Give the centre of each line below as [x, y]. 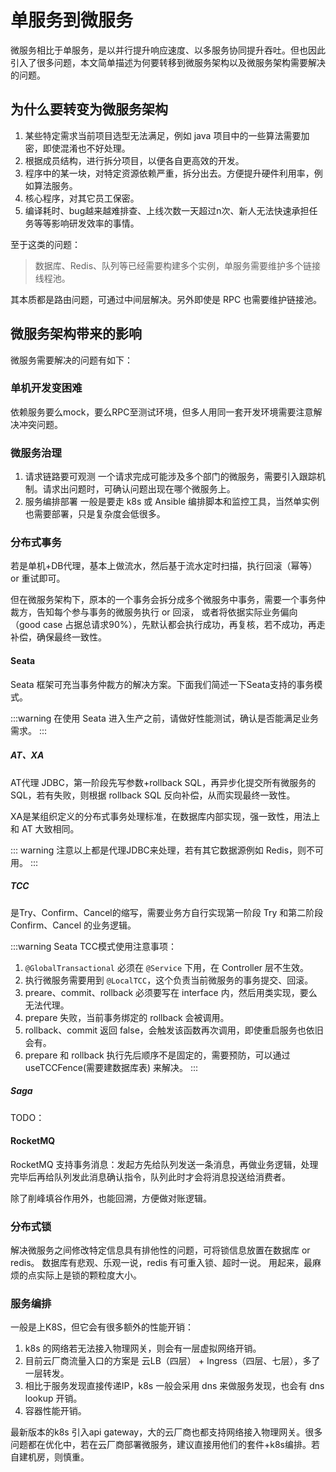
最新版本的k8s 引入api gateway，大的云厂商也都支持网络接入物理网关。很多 [166, 1432]
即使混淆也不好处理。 [86, 148]
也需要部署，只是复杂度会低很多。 [95, 514]
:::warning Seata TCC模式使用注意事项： [94, 946]
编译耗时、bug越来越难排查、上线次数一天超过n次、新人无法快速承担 [167, 210]
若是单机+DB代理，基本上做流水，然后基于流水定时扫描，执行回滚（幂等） [164, 566]
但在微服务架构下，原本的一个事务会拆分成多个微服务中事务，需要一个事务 [163, 600]
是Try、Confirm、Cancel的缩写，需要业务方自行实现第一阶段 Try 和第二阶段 [167, 912]
